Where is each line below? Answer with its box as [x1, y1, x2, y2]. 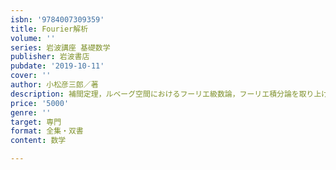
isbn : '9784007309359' [10, 14, 105, 25]
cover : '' [10, 71, 52, 81]
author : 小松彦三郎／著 [10, 80, 99, 90]
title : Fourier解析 [10, 24, 89, 34]
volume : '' [10, 33, 56, 43]
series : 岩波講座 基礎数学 [10, 42, 111, 53]
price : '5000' [10, 98, 70, 108]
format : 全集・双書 [10, 126, 84, 136]
